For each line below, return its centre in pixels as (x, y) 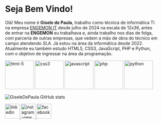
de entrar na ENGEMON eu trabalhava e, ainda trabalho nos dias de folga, (79, 33)
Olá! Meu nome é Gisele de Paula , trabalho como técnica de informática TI (80, 22)
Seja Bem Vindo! (39, 9)
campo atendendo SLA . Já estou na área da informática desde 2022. (74, 43)
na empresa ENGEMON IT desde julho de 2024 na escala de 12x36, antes (79, 27)
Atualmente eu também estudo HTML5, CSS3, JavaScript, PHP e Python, (78, 48)
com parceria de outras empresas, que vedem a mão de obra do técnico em (81, 38)
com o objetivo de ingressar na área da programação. (59, 53)
